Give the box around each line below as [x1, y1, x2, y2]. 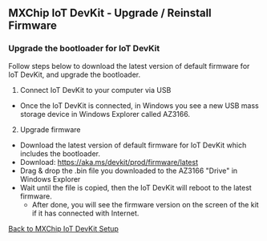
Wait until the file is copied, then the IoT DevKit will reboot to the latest [19, 183, 253, 192]
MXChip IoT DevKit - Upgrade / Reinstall [8, 6, 212, 20]
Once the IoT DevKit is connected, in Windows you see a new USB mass [19, 100, 259, 110]
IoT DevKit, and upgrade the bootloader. [8, 70, 141, 79]
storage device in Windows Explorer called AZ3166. [19, 109, 191, 118]
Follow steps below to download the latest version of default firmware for [8, 61, 250, 70]
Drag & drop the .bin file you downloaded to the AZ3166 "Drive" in [19, 166, 238, 175]
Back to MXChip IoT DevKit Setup [8, 223, 119, 233]
